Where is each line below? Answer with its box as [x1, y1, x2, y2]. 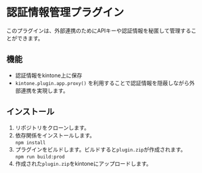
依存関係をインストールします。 [15, 131, 96, 139]
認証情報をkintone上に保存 [15, 72, 82, 79]
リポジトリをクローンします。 [15, 123, 90, 131]
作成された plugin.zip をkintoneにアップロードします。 [15, 160, 152, 167]
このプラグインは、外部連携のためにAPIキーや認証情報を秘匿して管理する [6, 27, 191, 34]
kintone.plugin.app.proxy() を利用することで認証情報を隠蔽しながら [15, 79, 190, 86]
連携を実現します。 [20, 87, 69, 94]
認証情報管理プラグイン [6, 6, 124, 20]
